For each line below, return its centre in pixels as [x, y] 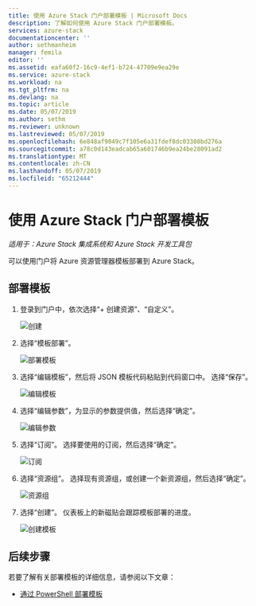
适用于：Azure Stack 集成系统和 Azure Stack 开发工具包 [100, 244]
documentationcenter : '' [49, 38]
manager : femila [35, 53]
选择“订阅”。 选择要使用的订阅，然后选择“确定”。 [100, 444]
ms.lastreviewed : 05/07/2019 [56, 134]
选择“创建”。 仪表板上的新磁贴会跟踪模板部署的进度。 [108, 512]
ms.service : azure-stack [49, 75]
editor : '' [26, 61]
